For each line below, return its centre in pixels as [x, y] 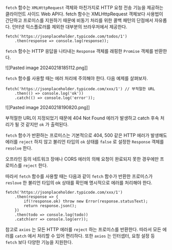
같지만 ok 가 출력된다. [47, 124]
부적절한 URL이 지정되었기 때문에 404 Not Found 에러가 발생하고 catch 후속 [82, 118]
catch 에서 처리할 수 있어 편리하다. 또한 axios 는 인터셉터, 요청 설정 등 [85, 236]
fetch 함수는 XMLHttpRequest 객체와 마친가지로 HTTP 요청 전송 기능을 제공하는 [84, 7]
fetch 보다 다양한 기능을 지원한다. [39, 242]
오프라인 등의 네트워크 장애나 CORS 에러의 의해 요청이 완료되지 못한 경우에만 [82, 159]
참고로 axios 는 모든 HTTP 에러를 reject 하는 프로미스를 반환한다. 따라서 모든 [83, 229]
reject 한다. [35, 165]
